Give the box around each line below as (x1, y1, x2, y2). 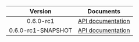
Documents (87, 7, 120, 15)
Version (29, 7, 52, 15)
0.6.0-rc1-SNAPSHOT (9, 26, 73, 34)
